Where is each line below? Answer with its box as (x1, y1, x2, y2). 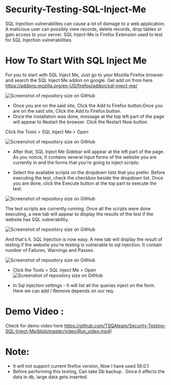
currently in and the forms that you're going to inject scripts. (12, 159, 140, 165)
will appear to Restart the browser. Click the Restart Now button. (12, 119, 148, 125)
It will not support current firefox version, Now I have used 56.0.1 (12, 362, 149, 369)
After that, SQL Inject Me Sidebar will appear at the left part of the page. (12, 148, 165, 155)
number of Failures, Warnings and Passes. (5, 247, 95, 253)
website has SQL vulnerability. (5, 216, 69, 222)
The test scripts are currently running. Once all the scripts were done (5, 205, 151, 211)
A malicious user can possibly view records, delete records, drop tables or (5, 26, 162, 32)
